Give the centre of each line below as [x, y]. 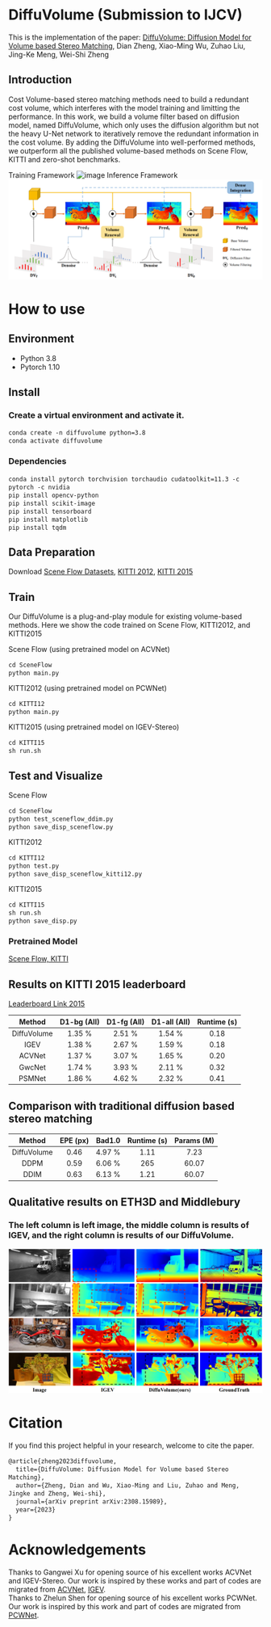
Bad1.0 [108, 1140]
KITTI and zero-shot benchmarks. [65, 159]
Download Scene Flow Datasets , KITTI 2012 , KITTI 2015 [101, 572]
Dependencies [38, 461]
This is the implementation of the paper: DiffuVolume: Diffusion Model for [130, 37]
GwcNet [32, 1067]
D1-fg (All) [125, 1022]
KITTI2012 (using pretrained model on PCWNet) [88, 688]
